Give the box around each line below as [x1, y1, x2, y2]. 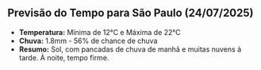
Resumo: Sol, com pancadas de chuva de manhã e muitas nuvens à [18, 44, 242, 54]
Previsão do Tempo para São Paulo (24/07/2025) [7, 6, 254, 20]
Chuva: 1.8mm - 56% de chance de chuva [18, 36, 158, 45]
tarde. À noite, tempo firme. [18, 52, 109, 62]
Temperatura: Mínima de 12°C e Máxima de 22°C [18, 27, 182, 37]
